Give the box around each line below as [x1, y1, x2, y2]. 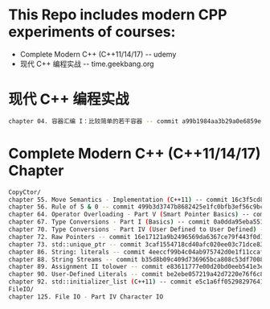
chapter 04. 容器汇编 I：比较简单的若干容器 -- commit [8, 117, 179, 126]
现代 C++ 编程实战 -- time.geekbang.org [19, 59, 154, 68]
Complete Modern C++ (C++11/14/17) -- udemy [19, 49, 177, 59]
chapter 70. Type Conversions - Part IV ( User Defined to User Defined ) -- [8, 225, 268, 234]
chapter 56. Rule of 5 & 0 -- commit [8, 203, 135, 211]
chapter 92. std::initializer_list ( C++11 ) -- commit [8, 278, 193, 286]
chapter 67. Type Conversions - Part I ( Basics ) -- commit [8, 218, 211, 226]
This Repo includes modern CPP [8, 6, 227, 24]
